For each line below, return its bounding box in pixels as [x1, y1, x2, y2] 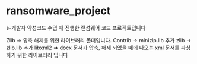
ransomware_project [6, 4, 111, 18]
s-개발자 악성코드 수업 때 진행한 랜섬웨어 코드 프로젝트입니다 [6, 24, 147, 31]
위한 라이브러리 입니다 [17, 51, 68, 58]
